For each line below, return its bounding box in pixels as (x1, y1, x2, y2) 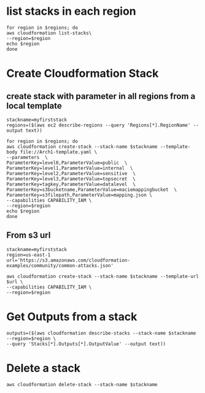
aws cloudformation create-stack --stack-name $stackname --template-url (6, 273, 199, 279)
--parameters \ (6, 154, 48, 160)
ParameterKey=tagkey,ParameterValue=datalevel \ (6, 181, 136, 187)
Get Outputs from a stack (6, 309, 137, 324)
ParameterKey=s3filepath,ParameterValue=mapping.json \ (6, 192, 152, 198)
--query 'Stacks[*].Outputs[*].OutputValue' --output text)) (6, 341, 166, 347)
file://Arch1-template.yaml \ (20, 149, 98, 155)
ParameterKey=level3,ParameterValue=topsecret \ (6, 176, 136, 182)
